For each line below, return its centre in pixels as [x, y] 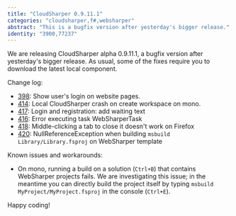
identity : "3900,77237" [43, 34]
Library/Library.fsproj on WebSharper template [90, 142]
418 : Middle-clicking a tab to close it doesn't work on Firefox [106, 126]
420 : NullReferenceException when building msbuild [94, 134]
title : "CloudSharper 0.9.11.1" [55, 14]
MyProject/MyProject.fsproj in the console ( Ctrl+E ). [94, 191]
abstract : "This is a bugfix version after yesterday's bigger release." [119, 27]
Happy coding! [29, 205]
